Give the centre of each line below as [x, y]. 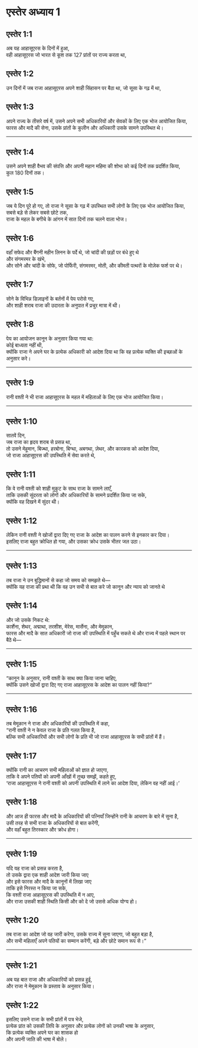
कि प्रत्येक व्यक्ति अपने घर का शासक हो [42, 1033]
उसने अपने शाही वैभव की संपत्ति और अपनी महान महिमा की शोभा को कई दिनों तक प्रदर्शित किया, [93, 166]
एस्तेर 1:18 [22, 802]
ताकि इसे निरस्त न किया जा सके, [37, 888]
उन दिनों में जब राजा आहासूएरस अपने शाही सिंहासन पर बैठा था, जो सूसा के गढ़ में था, [84, 88]
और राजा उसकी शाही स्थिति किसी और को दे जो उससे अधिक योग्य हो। [72, 901]
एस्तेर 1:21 [22, 965]
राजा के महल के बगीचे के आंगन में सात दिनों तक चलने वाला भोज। [67, 219]
